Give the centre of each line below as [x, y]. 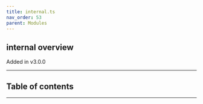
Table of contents [40, 86]
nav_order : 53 [24, 17]
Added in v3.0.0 [26, 62]
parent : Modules [27, 23]
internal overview [40, 47]
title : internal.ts [31, 12]
